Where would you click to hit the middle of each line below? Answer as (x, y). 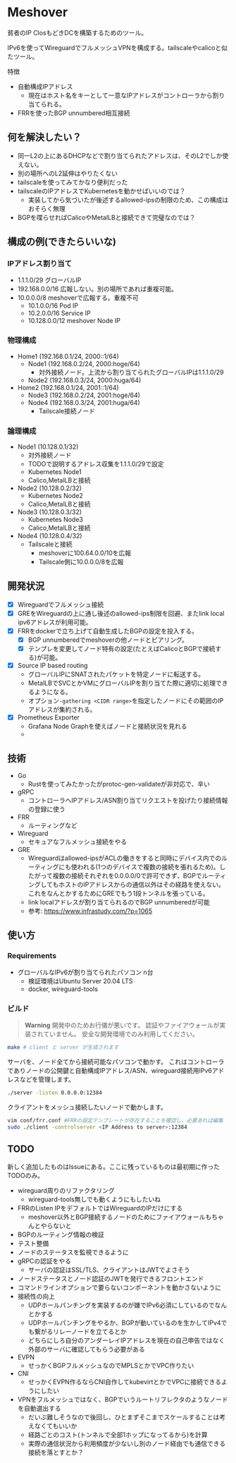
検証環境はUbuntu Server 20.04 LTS (80, 981)
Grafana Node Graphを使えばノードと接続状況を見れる (108, 727)
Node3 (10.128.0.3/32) (50, 512)
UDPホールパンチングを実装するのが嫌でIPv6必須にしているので (121, 1305)
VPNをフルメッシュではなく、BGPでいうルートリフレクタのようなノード (123, 1400)
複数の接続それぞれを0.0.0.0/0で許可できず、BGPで (127, 876)
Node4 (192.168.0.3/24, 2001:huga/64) (84, 402)
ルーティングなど (52, 825)
